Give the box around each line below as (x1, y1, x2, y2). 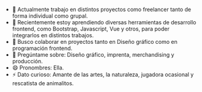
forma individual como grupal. (12, 12, 88, 19)
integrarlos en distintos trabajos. (12, 32, 94, 39)
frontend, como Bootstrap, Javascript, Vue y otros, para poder (12, 25, 170, 32)
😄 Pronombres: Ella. (12, 64, 64, 71)
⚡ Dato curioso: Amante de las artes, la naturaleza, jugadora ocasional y (12, 71, 194, 78)
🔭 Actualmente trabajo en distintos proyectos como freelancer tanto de (12, 6, 192, 13)
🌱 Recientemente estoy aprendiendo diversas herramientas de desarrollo (12, 19, 196, 26)
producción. (12, 58, 43, 65)
